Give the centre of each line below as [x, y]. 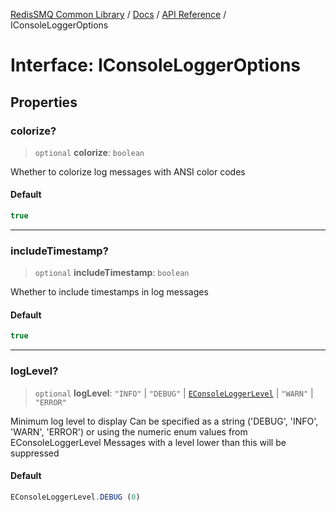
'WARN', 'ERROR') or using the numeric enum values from [129, 431]
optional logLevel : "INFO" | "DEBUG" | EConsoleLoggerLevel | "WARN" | [174, 393]
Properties [44, 102]
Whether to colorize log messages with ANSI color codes [128, 171]
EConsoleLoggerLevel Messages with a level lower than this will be [148, 442]
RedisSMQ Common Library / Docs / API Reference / [118, 14]
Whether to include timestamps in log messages [109, 292]
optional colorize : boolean [89, 152]
